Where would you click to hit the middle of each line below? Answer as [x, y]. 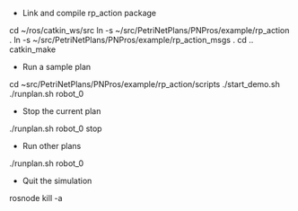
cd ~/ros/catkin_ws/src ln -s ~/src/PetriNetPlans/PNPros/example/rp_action [149, 30]
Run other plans [52, 146]
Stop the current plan [61, 111]
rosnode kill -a [36, 198]
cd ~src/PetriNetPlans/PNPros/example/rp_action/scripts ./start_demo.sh [145, 84]
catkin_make [33, 49]
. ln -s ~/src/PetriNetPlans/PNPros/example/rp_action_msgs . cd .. [131, 40]
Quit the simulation [57, 180]
